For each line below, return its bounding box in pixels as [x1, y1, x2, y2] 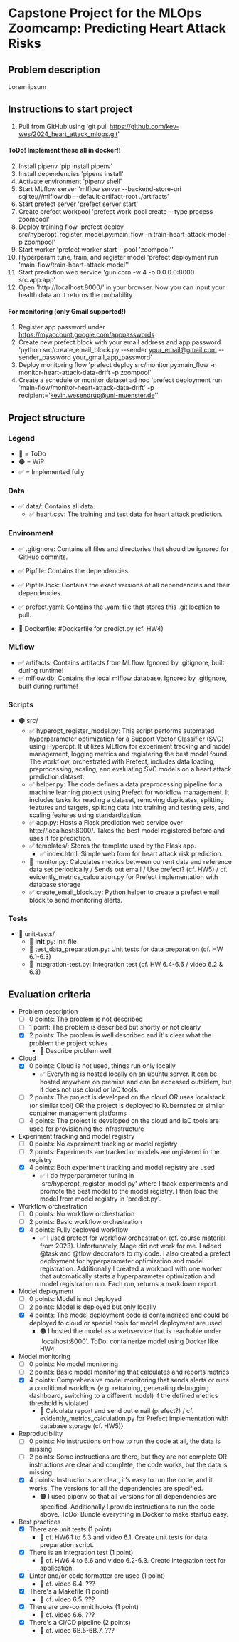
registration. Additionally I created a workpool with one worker [39, 1264, 223, 1273]
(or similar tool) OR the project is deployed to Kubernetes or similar [28, 1101, 225, 1109]
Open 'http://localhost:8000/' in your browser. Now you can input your [18, 283, 225, 292]
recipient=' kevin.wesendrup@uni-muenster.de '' [18, 391, 159, 400]
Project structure [8, 411, 85, 424]
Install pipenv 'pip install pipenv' [18, 162, 113, 170]
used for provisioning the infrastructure [28, 1124, 144, 1133]
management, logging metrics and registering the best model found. [28, 750, 230, 759]
